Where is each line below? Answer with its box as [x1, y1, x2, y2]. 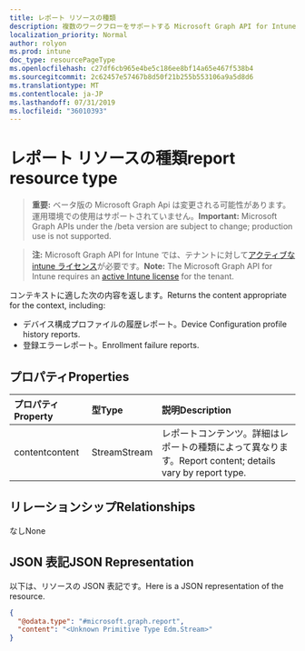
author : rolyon [9, 38, 67, 48]
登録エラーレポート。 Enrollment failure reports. [22, 340, 200, 351]
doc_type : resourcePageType [9, 55, 116, 65]
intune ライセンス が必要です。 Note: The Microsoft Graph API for [31, 261, 273, 272]
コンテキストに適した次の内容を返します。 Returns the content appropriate [9, 290, 288, 301]
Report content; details [178, 455, 276, 466]
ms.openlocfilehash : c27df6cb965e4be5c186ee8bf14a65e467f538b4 [9, 65, 254, 74]
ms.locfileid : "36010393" [9, 106, 107, 115]
